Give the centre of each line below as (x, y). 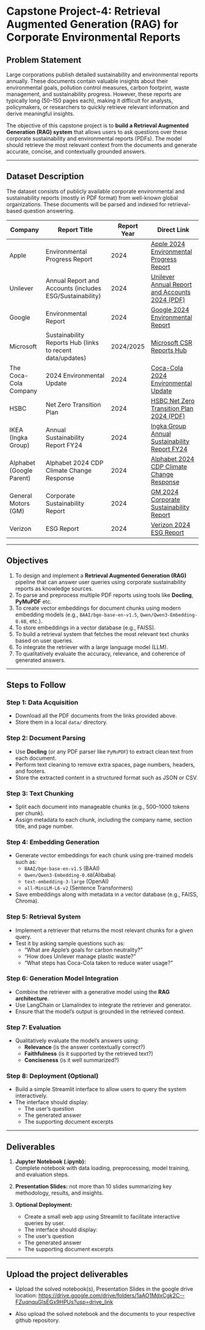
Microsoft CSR (172, 342)
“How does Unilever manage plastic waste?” (80, 956)
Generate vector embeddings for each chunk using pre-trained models (104, 855)
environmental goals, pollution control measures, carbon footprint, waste (98, 88)
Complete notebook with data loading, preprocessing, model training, (103, 1168)
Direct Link (173, 230)
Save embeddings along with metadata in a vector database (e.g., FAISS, (106, 895)
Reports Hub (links (72, 342)
